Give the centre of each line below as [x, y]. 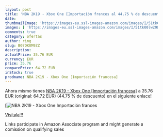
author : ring [18, 41]
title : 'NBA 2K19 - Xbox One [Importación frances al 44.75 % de [72, 14]
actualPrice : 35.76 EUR [29, 54]
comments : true [20, 32]
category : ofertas [24, 37]
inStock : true [19, 73]
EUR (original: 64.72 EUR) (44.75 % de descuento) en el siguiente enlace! [78, 96]
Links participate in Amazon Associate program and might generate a [74, 124]
